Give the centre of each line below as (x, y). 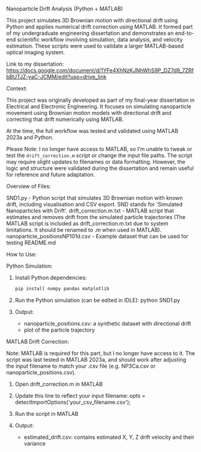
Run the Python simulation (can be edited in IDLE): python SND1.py (97, 300)
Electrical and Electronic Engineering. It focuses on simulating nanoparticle (99, 107)
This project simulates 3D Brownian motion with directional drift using (92, 20)
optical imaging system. (36, 52)
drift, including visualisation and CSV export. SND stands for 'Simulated (94, 204)
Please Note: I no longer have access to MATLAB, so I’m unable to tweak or (99, 149)
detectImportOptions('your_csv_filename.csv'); (73, 402)
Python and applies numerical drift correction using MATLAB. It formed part (100, 27)
